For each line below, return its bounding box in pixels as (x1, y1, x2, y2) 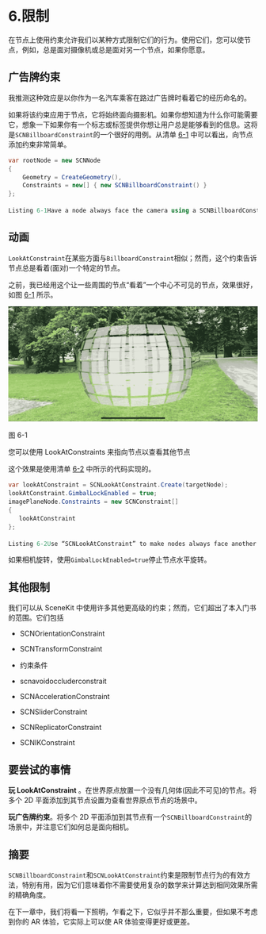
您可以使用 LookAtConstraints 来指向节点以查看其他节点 (8, 448, 191, 457)
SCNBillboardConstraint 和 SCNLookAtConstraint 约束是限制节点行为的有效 (8, 870, 244, 879)
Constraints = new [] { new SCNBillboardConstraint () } (22, 182, 207, 190)
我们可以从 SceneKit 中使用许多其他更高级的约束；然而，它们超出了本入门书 (8, 603, 257, 613)
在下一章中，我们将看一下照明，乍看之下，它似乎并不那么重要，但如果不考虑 (8, 906, 258, 917)
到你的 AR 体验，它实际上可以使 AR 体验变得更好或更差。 (8, 917, 195, 926)
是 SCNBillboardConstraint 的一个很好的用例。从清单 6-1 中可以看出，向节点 (8, 129, 253, 139)
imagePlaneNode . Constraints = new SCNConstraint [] (8, 498, 179, 506)
